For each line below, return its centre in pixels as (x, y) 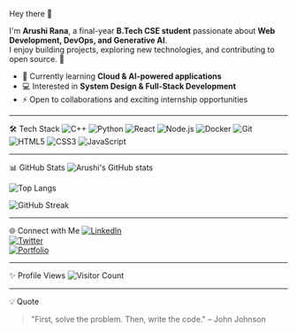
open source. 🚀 (37, 59)
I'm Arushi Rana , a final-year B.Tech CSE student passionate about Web (142, 31)
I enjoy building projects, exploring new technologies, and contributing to (142, 50)
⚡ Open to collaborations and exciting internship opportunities (135, 99)
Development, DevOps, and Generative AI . (88, 40)
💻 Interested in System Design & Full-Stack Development (129, 86)
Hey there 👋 (31, 14)
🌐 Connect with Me (45, 231)
